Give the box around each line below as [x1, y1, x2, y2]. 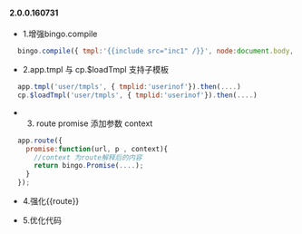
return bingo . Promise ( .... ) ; [33, 161, 144, 171]
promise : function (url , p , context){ [25, 144, 169, 153]
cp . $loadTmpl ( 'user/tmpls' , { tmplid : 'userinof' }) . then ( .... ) [17, 91, 258, 100]
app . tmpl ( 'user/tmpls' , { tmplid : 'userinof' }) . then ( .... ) [17, 83, 242, 92]
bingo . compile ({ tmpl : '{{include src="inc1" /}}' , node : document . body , [17, 46, 295, 56]
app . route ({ [17, 136, 63, 145]
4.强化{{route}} [22, 196, 80, 207]
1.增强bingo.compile [22, 28, 98, 40]
